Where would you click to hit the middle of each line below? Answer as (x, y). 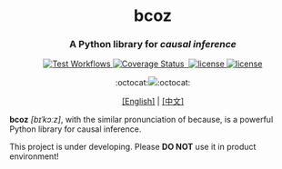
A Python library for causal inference (153, 45)
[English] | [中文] (153, 102)
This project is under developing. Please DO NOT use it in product (133, 147)
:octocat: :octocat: (153, 83)
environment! (34, 156)
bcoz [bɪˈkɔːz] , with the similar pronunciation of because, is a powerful (141, 120)
